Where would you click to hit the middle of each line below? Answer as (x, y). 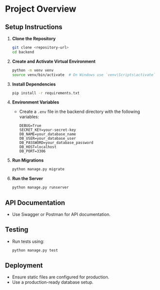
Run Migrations (28, 160)
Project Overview (41, 9)
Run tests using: (28, 241)
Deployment (24, 265)
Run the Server (27, 179)
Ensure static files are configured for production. (61, 277)
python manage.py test (35, 250)
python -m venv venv (33, 70)
